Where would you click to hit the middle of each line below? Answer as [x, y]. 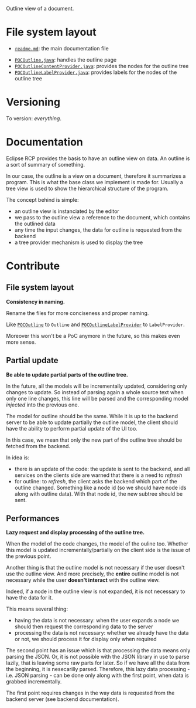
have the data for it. [30, 598]
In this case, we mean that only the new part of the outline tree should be [94, 440]
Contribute [33, 266]
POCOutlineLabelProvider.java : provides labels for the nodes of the [96, 72]
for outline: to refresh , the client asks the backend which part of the [96, 481]
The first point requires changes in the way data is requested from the [90, 693]
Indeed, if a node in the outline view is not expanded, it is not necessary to [96, 591]
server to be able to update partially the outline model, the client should [92, 422]
